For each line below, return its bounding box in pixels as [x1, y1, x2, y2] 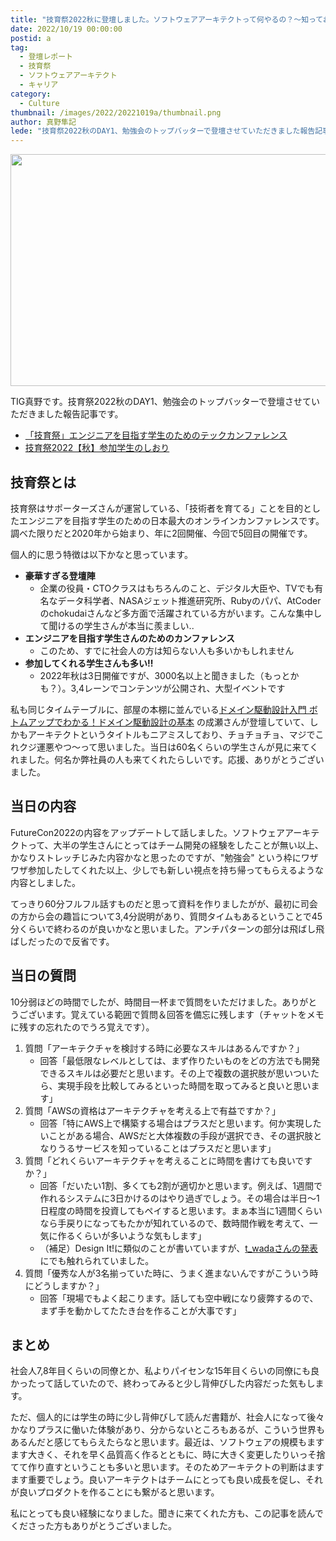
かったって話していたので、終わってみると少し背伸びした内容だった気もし [10, 1377, 316, 1390]
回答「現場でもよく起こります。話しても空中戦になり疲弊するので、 [39, 1292, 319, 1304]
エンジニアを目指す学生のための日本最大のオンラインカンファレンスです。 [18, 514, 325, 526]
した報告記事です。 [44, 408, 124, 420]
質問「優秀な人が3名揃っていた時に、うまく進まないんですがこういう [24, 1267, 310, 1279]
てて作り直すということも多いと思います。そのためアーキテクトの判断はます [10, 1461, 325, 1473]
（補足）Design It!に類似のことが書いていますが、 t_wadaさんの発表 [39, 1242, 319, 1254]
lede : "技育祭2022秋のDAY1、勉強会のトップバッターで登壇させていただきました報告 [10, 126, 316, 136]
